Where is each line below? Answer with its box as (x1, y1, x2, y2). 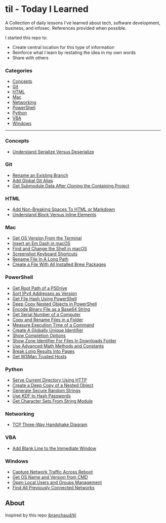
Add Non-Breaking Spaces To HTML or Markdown (12, 206, 115, 212)
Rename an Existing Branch (12, 172, 68, 178)
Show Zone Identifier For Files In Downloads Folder (12, 337, 117, 343)
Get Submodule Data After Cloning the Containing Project (12, 183, 129, 189)
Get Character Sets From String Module (12, 398, 93, 404)
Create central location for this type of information (12, 44, 115, 50)
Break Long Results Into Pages (12, 348, 75, 354)
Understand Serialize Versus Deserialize (12, 148, 94, 154)
